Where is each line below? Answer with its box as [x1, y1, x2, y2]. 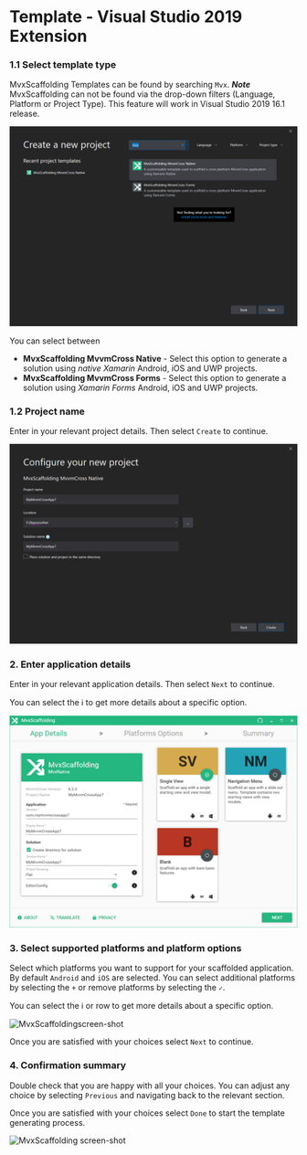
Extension [9, 26, 88, 47]
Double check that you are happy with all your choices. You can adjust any [9, 1080, 291, 1091]
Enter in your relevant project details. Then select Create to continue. [9, 426, 269, 437]
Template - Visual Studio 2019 [9, 6, 243, 27]
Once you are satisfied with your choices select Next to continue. [9, 1036, 254, 1047]
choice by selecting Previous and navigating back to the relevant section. [9, 1089, 285, 1100]
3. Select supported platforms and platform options [9, 942, 242, 955]
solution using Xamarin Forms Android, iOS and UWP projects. [22, 382, 259, 393]
